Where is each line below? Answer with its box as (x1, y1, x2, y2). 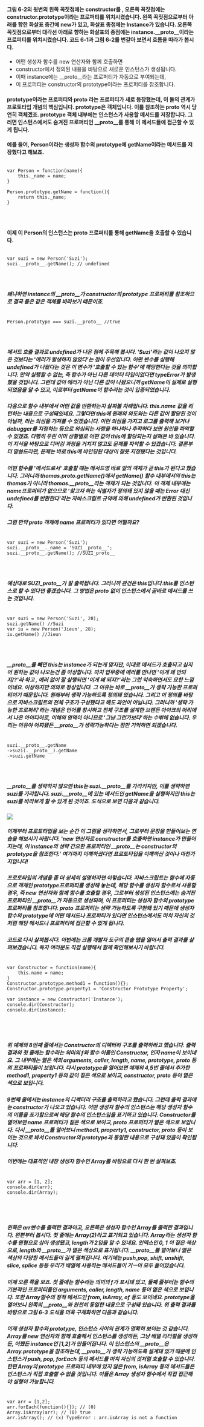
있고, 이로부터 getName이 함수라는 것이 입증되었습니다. (39, 386, 171, 393)
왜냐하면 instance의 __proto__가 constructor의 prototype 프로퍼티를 (7, 290, 174, 297)
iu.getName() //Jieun (7, 632, 62, 638)
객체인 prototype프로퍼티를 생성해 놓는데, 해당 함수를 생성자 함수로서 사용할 (18, 882, 196, 889)
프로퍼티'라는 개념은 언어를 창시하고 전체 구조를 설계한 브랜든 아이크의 (18, 706, 180, 713)
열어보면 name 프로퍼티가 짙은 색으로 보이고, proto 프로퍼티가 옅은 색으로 (7, 1118, 180, 1126)
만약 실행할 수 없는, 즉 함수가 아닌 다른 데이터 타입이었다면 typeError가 (19, 371, 185, 378)
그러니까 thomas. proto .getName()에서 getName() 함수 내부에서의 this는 (19, 472, 196, 479)
